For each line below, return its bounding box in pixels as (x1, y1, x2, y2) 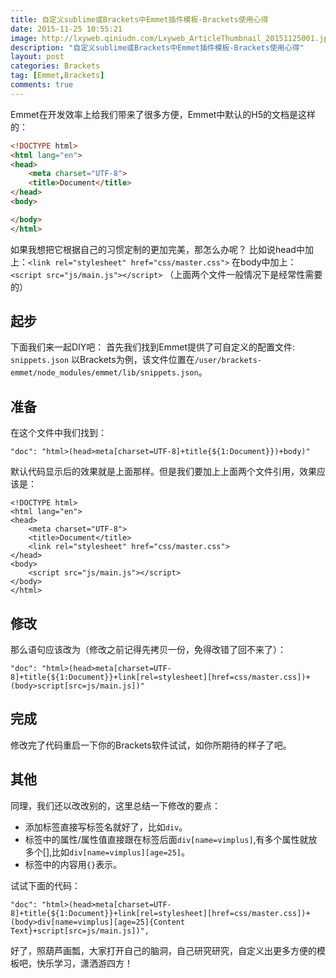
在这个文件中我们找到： (10, 427, 107, 439)
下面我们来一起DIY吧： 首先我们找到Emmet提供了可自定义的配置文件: (10, 341, 296, 353)
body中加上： (240, 256, 297, 268)
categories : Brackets (10, 61, 101, 71)
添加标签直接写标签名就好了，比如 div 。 (24, 821, 188, 833)
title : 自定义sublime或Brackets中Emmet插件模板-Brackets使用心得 (10, 14, 269, 25)
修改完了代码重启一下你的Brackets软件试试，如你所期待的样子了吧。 (10, 739, 292, 751)
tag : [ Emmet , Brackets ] (10, 71, 105, 81)
